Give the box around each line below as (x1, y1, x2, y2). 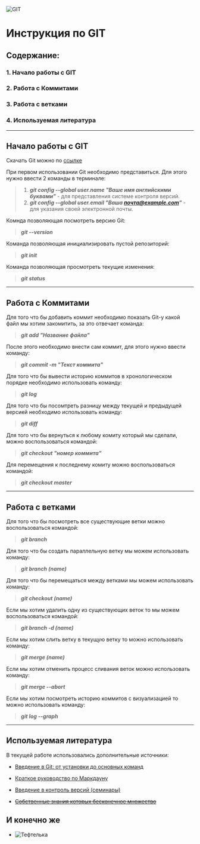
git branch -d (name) (20, 624, 74, 631)
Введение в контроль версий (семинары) (14, 786, 121, 793)
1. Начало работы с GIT (6, 68, 76, 76)
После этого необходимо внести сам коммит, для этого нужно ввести (6, 343, 186, 351)
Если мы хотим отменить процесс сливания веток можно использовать (6, 665, 190, 673)
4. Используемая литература (6, 116, 96, 125)
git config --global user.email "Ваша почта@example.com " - (29, 199, 186, 206)
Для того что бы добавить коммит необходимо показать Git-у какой (6, 314, 180, 321)
